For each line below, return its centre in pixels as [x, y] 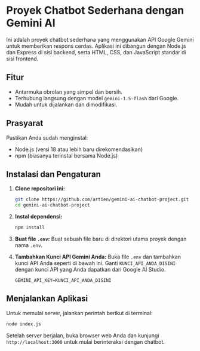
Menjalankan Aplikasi [47, 299]
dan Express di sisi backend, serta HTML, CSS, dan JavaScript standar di [96, 52]
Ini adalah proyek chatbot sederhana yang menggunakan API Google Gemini [100, 39]
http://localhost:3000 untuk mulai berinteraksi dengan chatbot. [86, 341]
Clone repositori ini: [40, 189]
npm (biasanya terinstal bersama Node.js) [66, 155]
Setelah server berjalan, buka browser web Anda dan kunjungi [83, 335]
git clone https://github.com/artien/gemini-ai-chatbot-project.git [102, 200]
